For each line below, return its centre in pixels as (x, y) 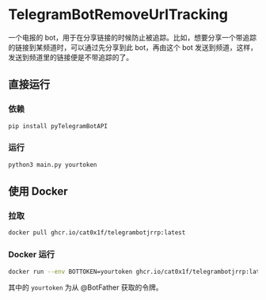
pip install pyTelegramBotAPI (58, 126)
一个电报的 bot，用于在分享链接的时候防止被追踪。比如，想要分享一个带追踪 (133, 37)
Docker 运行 (32, 255)
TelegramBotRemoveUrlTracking (118, 15)
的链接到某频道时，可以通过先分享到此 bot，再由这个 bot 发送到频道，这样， (133, 47)
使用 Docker (38, 192)
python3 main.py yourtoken (53, 165)
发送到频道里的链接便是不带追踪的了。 (70, 57)
